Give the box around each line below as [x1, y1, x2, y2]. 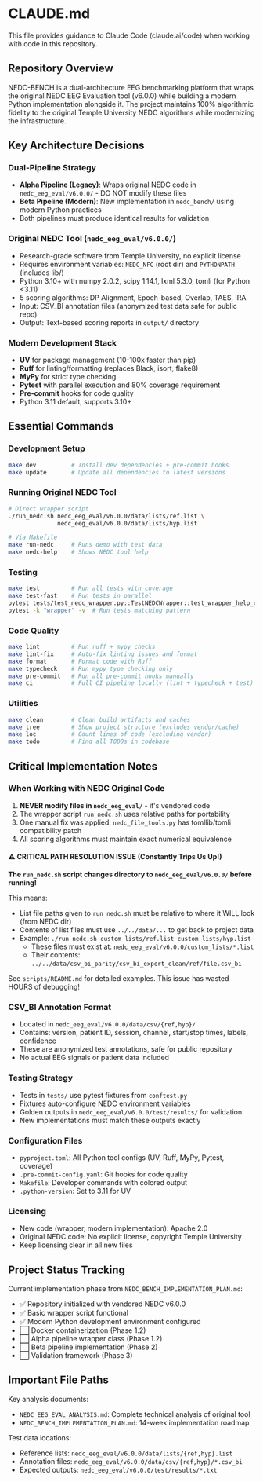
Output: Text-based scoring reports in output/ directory [19, 317, 200, 327]
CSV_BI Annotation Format [8, 1001, 112, 1012]
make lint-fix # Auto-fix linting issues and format [8, 650, 198, 658]
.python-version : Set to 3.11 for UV [19, 1186, 131, 1195]
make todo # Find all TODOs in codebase [8, 737, 170, 746]
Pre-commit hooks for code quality [19, 389, 135, 398]
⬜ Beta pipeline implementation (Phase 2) [19, 1342, 158, 1352]
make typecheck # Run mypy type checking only [8, 664, 174, 672]
